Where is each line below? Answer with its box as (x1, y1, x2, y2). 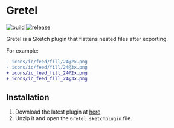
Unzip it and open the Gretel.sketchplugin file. (14, 115, 133, 122)
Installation (6, 92, 50, 103)
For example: (6, 46, 39, 54)
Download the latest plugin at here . (14, 108, 103, 115)
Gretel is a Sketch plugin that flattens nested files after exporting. (6, 35, 168, 42)
